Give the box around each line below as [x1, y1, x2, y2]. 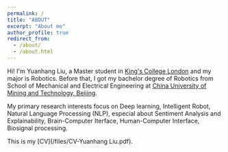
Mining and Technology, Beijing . [7, 88, 98, 97]
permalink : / [7, 10, 45, 17]
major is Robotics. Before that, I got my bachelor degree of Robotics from [7, 74, 214, 82]
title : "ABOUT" [7, 16, 51, 23]
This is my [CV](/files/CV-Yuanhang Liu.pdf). [7, 137, 134, 145]
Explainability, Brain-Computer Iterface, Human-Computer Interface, [7, 116, 200, 125]
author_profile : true [7, 29, 69, 36]
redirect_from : [7, 36, 51, 42]
